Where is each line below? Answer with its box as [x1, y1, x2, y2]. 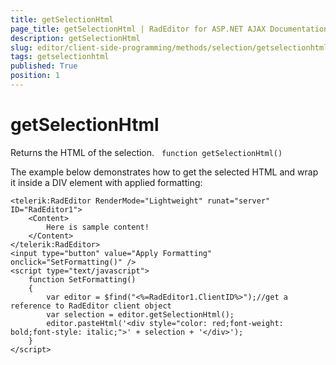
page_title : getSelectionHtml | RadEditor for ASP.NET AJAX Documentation [10, 24, 329, 34]
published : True [10, 61, 78, 71]
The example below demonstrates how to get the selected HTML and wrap [10, 166, 319, 178]
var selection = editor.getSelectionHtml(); [46, 309, 235, 320]
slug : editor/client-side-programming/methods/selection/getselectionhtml [10, 42, 329, 53]
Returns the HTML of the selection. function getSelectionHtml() [10, 146, 283, 158]
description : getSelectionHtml [10, 33, 141, 43]
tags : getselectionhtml [10, 52, 110, 62]
